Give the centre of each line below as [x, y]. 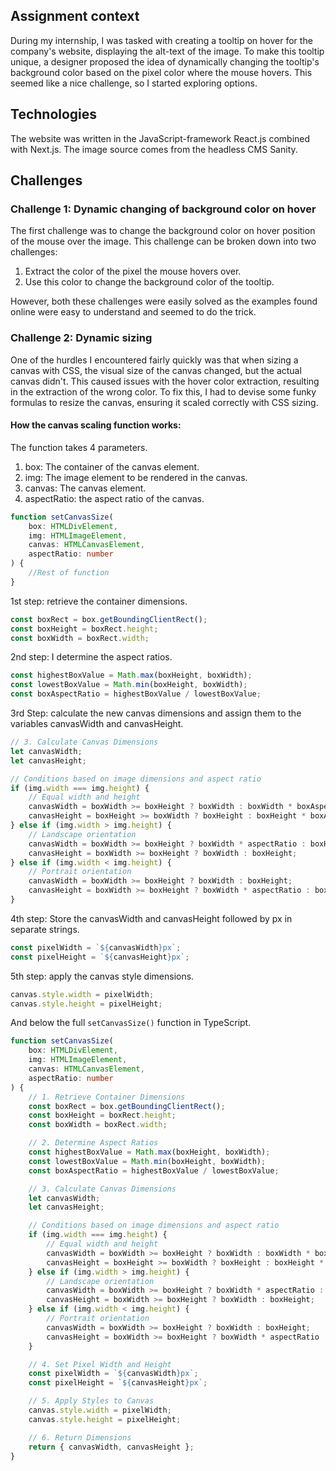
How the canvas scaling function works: [96, 425]
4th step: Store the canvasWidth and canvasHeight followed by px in [151, 918]
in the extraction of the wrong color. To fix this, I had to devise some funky [163, 391]
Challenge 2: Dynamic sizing [81, 338]
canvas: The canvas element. [85, 488]
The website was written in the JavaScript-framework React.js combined [160, 138]
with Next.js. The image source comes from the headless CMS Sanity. [154, 149]
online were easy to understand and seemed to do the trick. [133, 312]
